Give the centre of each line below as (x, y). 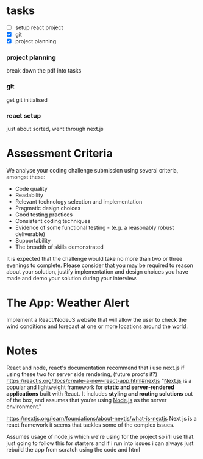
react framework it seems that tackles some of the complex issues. (91, 425)
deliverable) (30, 234)
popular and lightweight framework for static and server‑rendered (91, 387)
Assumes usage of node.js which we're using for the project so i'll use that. (101, 436)
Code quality (31, 188)
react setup (24, 115)
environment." (24, 407)
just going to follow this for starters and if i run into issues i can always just (100, 443)
